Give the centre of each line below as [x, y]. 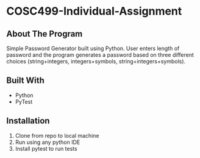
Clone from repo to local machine [57, 135]
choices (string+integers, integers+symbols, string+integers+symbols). [96, 61]
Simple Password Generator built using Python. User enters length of [93, 48]
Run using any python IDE [48, 142]
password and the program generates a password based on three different [100, 55]
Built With [25, 81]
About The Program [45, 34]
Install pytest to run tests [46, 148]
